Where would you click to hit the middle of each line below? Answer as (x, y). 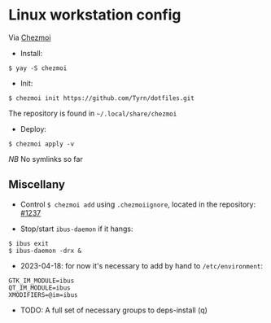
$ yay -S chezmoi (38, 68)
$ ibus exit (28, 243)
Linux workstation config (95, 15)
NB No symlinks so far (46, 159)
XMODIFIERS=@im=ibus (44, 295)
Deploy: (33, 129)
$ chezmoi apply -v (42, 144)
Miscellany (37, 185)
